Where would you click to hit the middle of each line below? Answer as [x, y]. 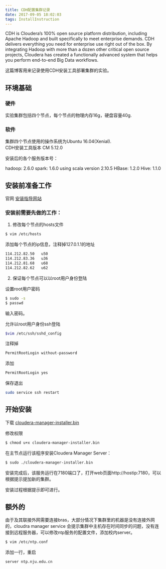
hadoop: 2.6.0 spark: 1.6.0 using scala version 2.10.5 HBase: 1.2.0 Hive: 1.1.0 [83, 168]
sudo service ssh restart [32, 393]
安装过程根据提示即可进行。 [34, 490]
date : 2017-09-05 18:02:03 [33, 15]
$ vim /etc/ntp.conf [27, 542]
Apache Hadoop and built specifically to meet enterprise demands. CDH [80, 39]
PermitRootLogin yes [27, 373]
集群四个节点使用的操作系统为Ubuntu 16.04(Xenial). [58, 142]
